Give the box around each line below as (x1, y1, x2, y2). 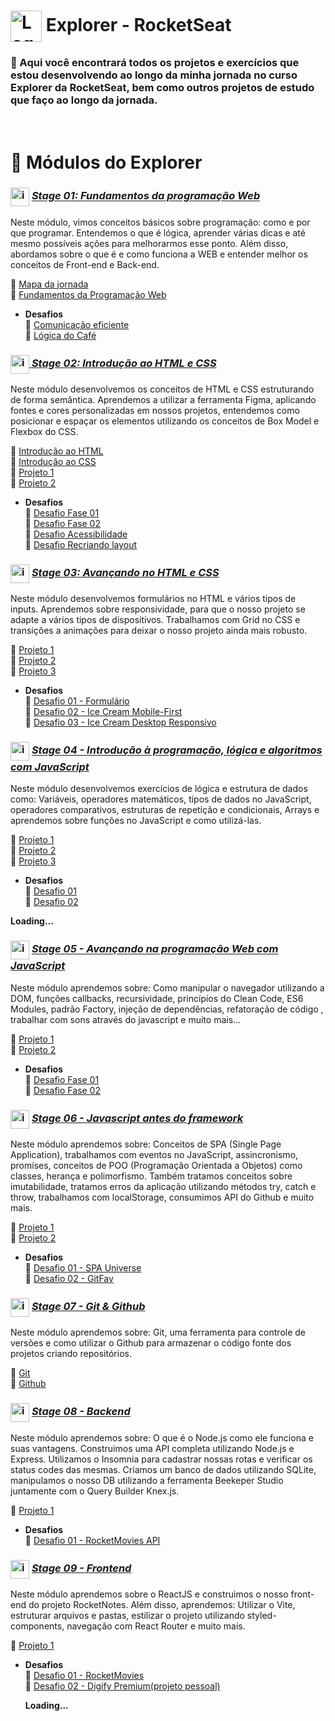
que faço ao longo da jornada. (10, 93, 158, 107)
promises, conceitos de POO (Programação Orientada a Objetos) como (10, 1160, 303, 1172)
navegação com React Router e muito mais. (66, 1620, 246, 1632)
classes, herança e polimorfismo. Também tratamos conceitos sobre (10, 1170, 293, 1182)
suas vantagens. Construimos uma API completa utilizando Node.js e (10, 1442, 295, 1454)
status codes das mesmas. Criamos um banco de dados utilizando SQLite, (10, 1463, 317, 1475)
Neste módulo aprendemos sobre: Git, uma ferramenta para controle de (10, 1326, 306, 1339)
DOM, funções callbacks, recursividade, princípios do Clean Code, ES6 (10, 992, 304, 1004)
